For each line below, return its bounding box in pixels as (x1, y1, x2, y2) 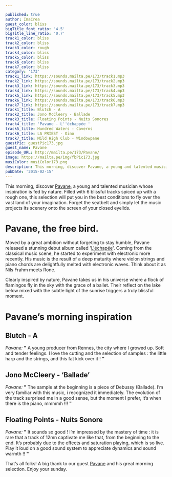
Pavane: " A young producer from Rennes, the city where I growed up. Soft (5, 345, 164, 351)
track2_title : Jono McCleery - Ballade (5, 112, 91, 117)
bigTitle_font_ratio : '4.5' (5, 26, 66, 31)
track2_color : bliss (5, 40, 50, 46)
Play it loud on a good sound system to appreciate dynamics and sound (5, 445, 156, 451)
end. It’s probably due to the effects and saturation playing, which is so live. (5, 440, 165, 446)
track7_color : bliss (5, 64, 50, 70)
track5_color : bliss (5, 55, 50, 60)
